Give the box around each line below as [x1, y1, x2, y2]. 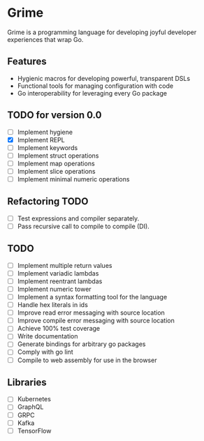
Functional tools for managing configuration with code [17, 82, 173, 90]
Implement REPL [17, 135, 65, 144]
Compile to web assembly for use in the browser [17, 356, 157, 364]
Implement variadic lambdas [17, 269, 99, 277]
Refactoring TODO [7, 195, 89, 207]
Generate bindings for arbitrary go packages [17, 340, 146, 348]
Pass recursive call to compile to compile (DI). [17, 222, 150, 230]
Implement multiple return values [17, 261, 112, 269]
